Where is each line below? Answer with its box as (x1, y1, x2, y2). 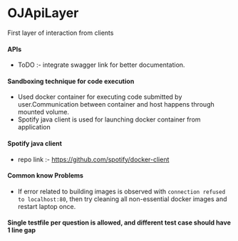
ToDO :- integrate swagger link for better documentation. (17, 60, 185, 69)
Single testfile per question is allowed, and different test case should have (7, 218, 232, 227)
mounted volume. (17, 108, 70, 117)
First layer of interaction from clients (7, 28, 114, 37)
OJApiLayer (7, 5, 79, 21)
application (17, 123, 51, 132)
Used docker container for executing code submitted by (17, 92, 182, 101)
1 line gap (7, 226, 36, 235)
